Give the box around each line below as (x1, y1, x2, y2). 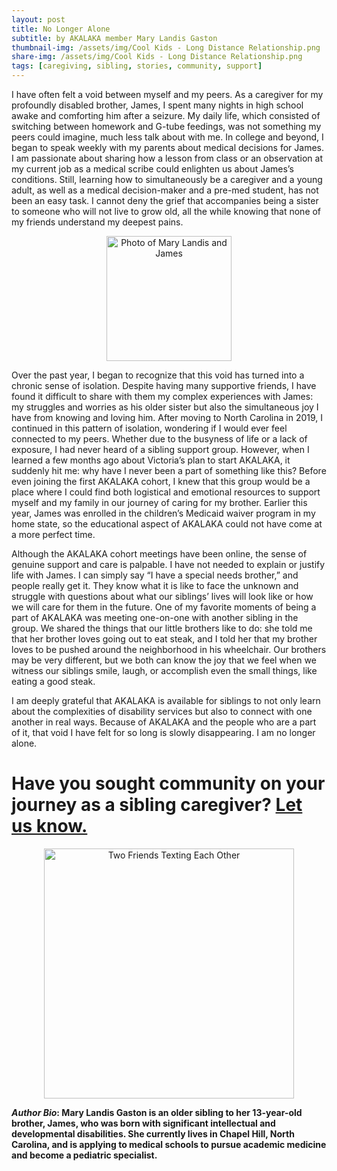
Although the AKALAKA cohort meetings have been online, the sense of (11, 548, 308, 560)
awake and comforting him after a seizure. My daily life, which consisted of (11, 110, 321, 121)
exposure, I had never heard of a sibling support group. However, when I (11, 444, 310, 455)
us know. (11, 815, 88, 838)
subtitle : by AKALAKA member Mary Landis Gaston (11, 33, 218, 43)
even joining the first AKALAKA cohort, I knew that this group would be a (11, 476, 311, 487)
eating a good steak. (11, 676, 96, 687)
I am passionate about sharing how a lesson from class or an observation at (11, 152, 324, 164)
